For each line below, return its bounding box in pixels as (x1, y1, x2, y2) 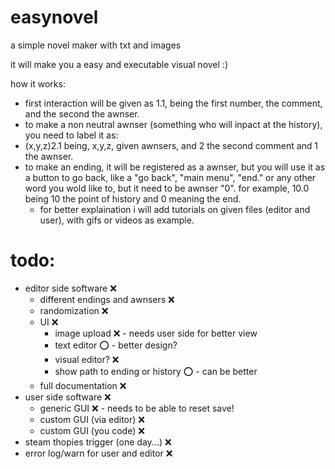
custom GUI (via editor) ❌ (39, 413, 145, 425)
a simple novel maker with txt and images (10, 39, 182, 51)
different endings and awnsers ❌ (39, 293, 175, 305)
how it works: (10, 77, 66, 90)
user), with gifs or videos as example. (39, 214, 195, 226)
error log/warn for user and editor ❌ (24, 447, 173, 459)
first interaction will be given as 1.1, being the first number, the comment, (24, 97, 323, 109)
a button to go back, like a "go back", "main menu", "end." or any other (24, 171, 317, 183)
